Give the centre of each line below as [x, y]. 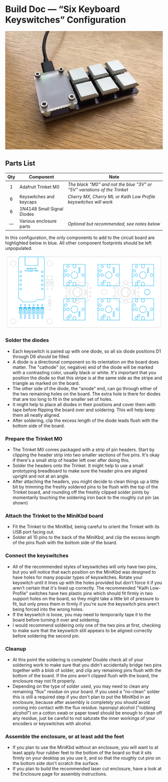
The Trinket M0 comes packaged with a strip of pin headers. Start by [83, 450]
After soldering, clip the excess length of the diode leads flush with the [85, 420]
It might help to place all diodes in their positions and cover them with [84, 404]
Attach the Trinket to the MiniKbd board [54, 516]
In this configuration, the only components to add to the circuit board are [80, 237]
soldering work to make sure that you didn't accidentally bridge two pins [87, 665]
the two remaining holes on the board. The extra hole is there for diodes [86, 394]
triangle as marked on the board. [46, 383]
